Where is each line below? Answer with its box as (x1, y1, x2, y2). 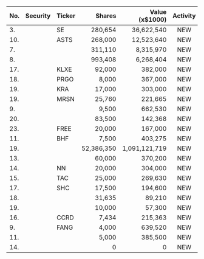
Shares (95, 12, 117, 20)
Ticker (56, 12, 76, 20)
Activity (172, 12, 196, 20)
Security (25, 12, 51, 20)
